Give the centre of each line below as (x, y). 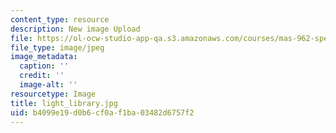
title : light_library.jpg (64, 103)
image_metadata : (44, 57)
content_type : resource (60, 19)
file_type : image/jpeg (57, 47)
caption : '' (44, 66)
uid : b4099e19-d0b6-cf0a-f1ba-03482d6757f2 (102, 112)
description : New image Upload (75, 29)
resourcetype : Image (53, 94)
